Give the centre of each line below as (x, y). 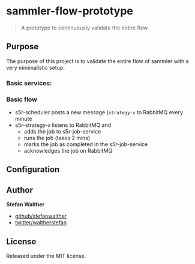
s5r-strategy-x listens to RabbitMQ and (63, 125)
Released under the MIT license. (46, 256)
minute (23, 118)
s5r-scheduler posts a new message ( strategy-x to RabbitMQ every (99, 112)
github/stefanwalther (41, 216)
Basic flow (22, 99)
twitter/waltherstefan (41, 223)
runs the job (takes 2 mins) (57, 138)
